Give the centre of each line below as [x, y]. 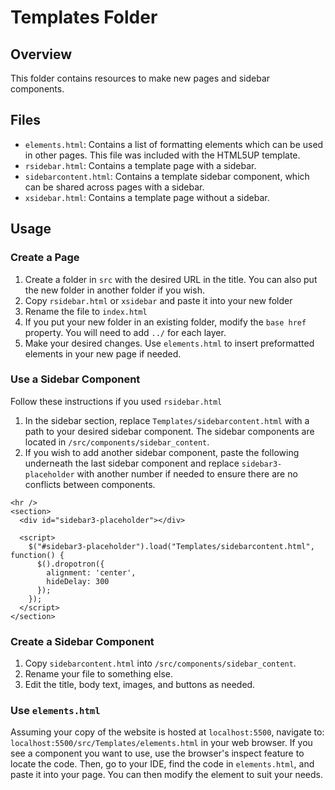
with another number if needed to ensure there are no [187, 473]
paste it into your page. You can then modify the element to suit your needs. [167, 775]
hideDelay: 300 [78, 581]
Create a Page [45, 258]
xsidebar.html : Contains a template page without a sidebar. [147, 197]
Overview [41, 54]
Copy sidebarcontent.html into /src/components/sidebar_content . [160, 663]
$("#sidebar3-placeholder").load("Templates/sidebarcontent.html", [171, 546]
